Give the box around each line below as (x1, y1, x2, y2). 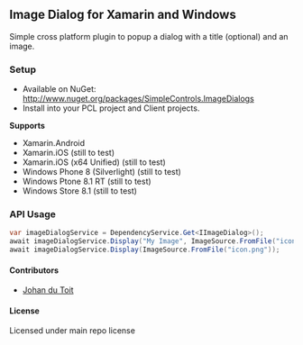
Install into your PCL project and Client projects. (22, 103, 200, 113)
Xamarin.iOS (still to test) (22, 148, 115, 159)
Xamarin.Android (22, 138, 86, 149)
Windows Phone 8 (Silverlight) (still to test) (22, 167, 182, 177)
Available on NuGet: (22, 84, 96, 95)
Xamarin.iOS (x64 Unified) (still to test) (22, 157, 167, 168)
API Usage (9, 208, 56, 221)
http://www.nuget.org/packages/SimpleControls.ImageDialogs (22, 94, 254, 104)
